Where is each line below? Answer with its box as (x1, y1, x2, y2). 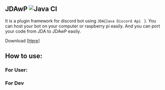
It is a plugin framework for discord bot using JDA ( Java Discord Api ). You (5, 18, 157, 23)
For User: (5, 67, 28, 73)
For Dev (5, 80, 24, 87)
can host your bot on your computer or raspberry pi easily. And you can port (5, 23, 160, 29)
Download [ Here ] (5, 38, 40, 44)
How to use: (5, 52, 43, 60)
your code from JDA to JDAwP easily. (5, 28, 81, 34)
